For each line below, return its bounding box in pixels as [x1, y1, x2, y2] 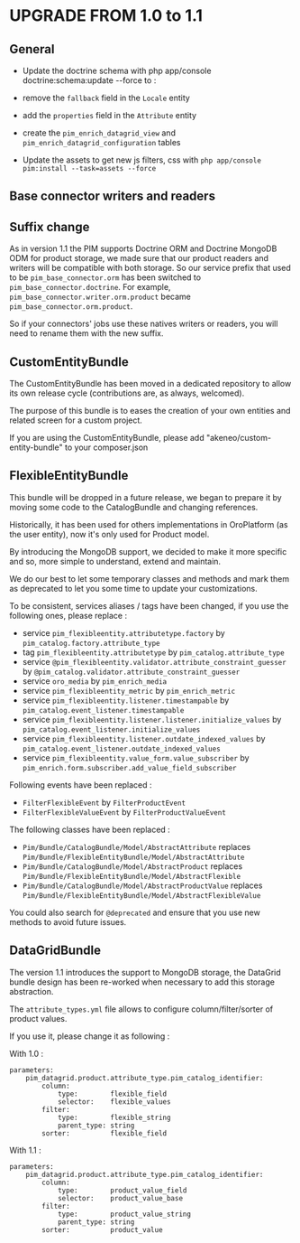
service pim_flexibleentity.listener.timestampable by [22, 695, 230, 706]
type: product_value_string [57, 1210, 192, 1219]
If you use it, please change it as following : [9, 1031, 170, 1042]
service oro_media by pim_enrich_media [22, 675, 168, 687]
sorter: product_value [41, 1225, 164, 1234]
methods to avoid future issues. [9, 916, 127, 927]
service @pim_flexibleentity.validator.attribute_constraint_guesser [22, 656, 286, 667]
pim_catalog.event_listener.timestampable [22, 706, 185, 715]
